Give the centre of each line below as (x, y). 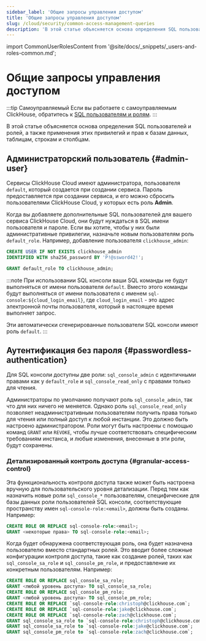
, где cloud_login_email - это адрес (129, 300)
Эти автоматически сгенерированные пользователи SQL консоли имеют (102, 324)
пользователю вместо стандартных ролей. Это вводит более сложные (99, 550)
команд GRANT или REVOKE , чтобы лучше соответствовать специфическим (102, 432)
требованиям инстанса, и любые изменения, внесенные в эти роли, (96, 439)
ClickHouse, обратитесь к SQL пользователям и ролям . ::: (82, 115)
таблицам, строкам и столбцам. (48, 139)
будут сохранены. (30, 445)
